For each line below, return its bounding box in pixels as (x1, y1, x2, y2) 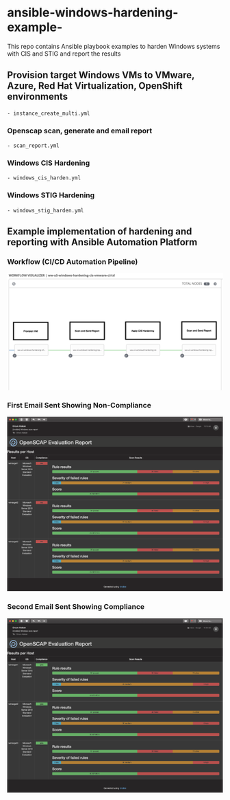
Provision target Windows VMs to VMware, (7, 69, 195, 81)
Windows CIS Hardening (7, 158, 90, 168)
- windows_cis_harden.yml (7, 175, 81, 181)
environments (7, 91, 68, 102)
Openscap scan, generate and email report (7, 126, 153, 135)
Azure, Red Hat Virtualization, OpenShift (7, 80, 183, 92)
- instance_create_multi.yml (7, 110, 90, 117)
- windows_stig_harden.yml (7, 207, 84, 214)
